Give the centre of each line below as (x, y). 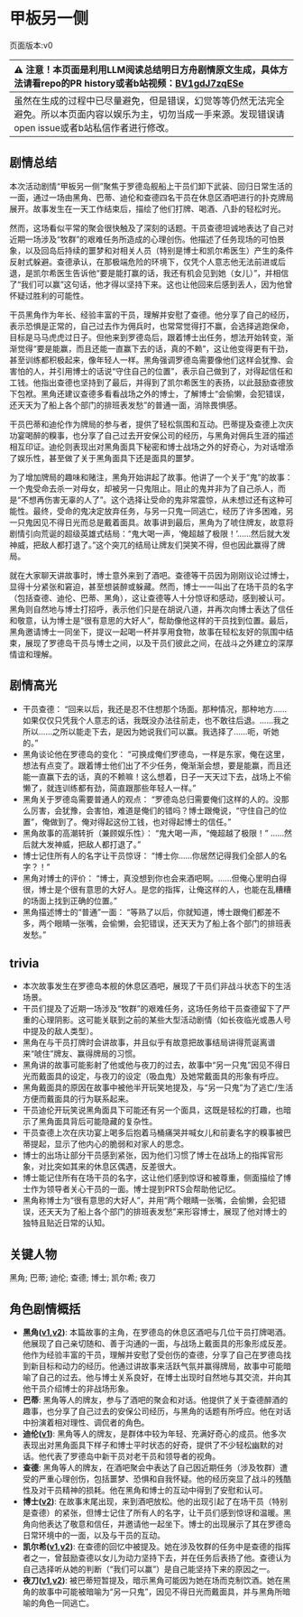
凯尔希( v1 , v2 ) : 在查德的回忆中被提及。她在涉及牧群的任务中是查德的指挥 (156, 1547)
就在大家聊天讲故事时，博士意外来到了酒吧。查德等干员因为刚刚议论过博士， (151, 575)
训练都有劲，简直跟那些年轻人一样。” (129, 788)
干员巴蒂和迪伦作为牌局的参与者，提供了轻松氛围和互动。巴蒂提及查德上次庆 (151, 424)
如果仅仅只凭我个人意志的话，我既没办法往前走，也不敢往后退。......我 (151, 720)
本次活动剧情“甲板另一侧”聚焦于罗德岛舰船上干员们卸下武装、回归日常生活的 (151, 186)
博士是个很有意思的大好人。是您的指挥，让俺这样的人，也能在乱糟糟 (165, 889)
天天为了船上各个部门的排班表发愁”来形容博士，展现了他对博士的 (166, 1212)
